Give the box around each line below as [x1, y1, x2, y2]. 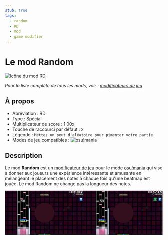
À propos [5, 97, 34, 106]
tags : [5, 13, 16, 18]
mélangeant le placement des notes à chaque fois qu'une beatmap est [5, 175, 150, 181]
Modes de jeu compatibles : [12, 137, 70, 143]
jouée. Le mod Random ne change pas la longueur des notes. [5, 180, 131, 187]
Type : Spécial [12, 115, 42, 122]
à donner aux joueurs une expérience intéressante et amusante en [5, 170, 142, 176]
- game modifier [9, 34, 43, 39]
